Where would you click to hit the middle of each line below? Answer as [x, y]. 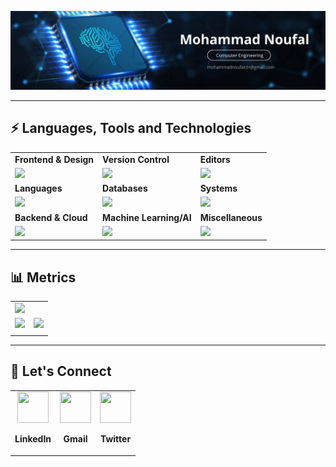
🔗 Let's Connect [61, 371]
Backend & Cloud [51, 217]
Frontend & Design [54, 159]
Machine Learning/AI [147, 217]
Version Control [136, 159]
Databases [125, 188]
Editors [215, 159]
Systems [218, 188]
